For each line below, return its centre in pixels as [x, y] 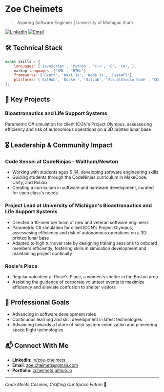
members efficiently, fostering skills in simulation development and [79, 248]
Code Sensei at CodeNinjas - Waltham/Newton [62, 161]
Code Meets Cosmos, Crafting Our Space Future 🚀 [56, 384]
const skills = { [23, 62]
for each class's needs [35, 193]
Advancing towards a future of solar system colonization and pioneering [85, 324]
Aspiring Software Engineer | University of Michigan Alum [75, 22]
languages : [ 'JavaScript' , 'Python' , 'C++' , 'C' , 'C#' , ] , [75, 66]
